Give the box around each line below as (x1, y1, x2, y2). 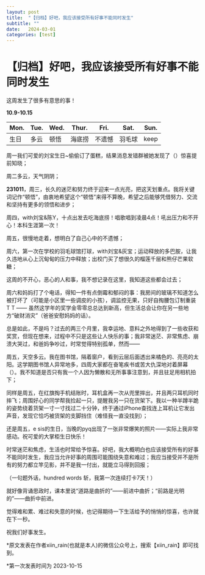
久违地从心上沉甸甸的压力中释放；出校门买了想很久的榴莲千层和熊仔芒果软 (6, 255, 193, 263)
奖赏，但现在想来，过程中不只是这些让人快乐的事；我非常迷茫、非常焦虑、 (6, 333, 193, 340)
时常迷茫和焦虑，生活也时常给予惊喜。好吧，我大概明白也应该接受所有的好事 (6, 446, 199, 453)
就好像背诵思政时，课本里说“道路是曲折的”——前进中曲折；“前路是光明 (6, 487, 185, 495)
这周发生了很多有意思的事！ (6, 97, 76, 104)
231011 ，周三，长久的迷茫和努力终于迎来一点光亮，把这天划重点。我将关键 (6, 186, 195, 193)
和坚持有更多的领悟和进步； (6, 201, 76, 208)
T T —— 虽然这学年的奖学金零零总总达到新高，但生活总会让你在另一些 (6, 304, 184, 312)
